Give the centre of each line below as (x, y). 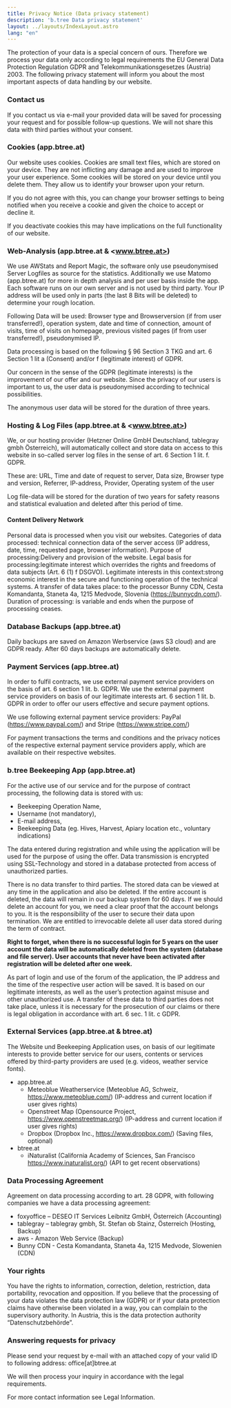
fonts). (17, 1068)
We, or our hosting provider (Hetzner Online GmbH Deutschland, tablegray (113, 441)
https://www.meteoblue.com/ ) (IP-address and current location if (120, 1097)
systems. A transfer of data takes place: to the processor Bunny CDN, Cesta (115, 586)
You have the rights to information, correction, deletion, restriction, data (109, 1286)
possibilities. (25, 394)
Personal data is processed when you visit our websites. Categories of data (114, 535)
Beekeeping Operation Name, (59, 806)
